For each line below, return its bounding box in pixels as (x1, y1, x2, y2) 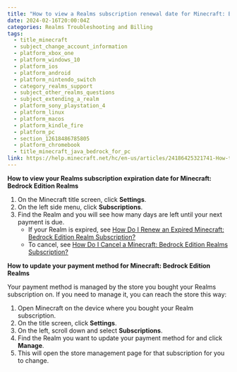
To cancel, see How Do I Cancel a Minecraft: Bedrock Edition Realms (28, 240, 228, 248)
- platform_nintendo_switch (13, 76, 97, 83)
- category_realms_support (13, 83, 93, 90)
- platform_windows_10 (13, 56, 80, 64)
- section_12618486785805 (13, 135, 90, 142)
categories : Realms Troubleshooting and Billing (7, 23, 153, 30)
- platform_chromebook (13, 142, 80, 149)
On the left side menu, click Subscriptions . (17, 203, 143, 211)
